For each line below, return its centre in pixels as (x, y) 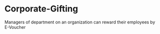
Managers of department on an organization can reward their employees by (80, 22)
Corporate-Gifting (41, 9)
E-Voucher (15, 27)
